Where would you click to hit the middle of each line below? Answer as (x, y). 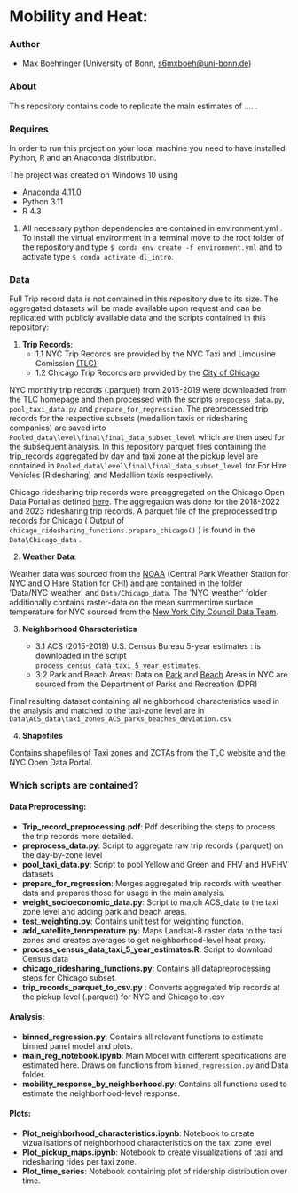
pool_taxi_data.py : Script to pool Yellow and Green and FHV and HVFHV (155, 864)
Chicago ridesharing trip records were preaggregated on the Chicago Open (147, 492)
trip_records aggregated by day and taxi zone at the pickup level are (134, 456)
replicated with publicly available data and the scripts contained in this (137, 318)
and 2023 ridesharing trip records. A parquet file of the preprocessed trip (143, 511)
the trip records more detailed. (78, 836)
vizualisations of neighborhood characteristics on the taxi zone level (147, 1142)
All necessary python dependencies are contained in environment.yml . (152, 228)
